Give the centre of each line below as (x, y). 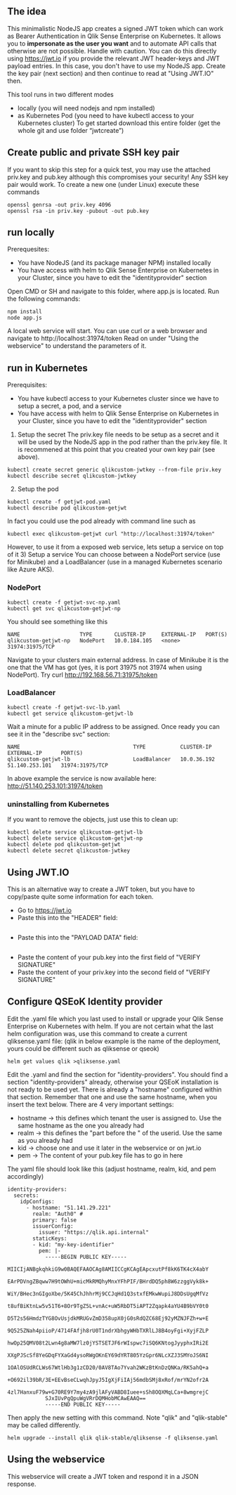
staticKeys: (50, 1238)
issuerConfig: (53, 1226)
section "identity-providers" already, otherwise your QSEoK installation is (113, 1082)
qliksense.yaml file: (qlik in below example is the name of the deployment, (114, 1041)
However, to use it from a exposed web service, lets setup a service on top (116, 547)
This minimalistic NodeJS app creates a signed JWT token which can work (115, 28)
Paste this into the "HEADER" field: (67, 917)
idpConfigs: (37, 1201)
